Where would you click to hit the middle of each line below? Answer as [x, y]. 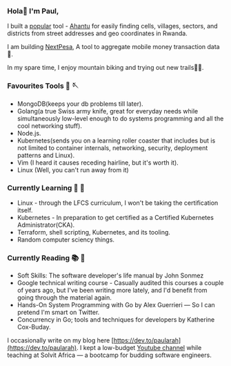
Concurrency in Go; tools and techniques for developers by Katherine [116, 320]
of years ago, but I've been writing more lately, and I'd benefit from [112, 291]
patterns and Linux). [46, 155]
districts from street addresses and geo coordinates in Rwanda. [97, 33]
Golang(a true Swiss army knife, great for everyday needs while [108, 111]
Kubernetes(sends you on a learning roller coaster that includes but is [116, 140]
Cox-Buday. [34, 327]
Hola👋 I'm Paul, [33, 11]
